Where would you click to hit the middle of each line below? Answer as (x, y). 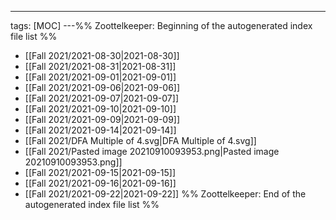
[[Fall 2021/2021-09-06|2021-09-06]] (102, 87)
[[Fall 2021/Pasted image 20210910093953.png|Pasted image (152, 151)
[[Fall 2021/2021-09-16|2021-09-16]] (100, 183)
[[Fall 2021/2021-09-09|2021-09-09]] (102, 119)
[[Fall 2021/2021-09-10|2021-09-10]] (100, 109)
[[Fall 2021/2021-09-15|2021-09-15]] (100, 172)
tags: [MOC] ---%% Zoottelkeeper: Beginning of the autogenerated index (161, 25)
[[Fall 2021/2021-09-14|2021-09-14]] (100, 130)
